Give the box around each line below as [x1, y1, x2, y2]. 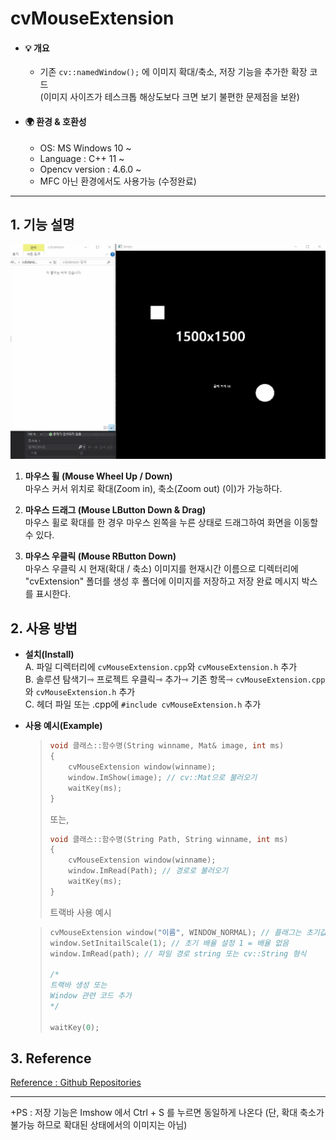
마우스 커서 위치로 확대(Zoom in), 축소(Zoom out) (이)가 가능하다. [24, 483, 283, 495]
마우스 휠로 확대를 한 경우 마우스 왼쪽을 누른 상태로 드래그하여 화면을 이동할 [24, 517, 319, 529]
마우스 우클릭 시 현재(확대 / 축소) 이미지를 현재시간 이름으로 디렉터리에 [24, 563, 299, 575]
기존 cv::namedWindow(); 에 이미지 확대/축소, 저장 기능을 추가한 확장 [39, 66, 308, 78]
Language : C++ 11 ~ [39, 152, 125, 164]
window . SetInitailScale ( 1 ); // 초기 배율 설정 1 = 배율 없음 [49, 938, 290, 948]
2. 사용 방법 [10, 620, 78, 637]
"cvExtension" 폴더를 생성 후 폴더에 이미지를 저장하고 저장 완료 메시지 [24, 575, 300, 587]
